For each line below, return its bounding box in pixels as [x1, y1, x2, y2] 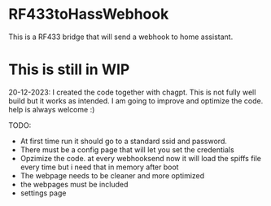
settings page [20, 188, 67, 198]
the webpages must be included [20, 179, 129, 189]
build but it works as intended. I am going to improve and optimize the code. [8, 95, 264, 106]
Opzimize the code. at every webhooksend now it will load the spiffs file [20, 153, 262, 163]
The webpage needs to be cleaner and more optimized [20, 170, 205, 180]
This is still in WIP [8, 60, 130, 79]
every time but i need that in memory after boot [20, 162, 179, 172]
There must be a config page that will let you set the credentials [20, 144, 234, 155]
